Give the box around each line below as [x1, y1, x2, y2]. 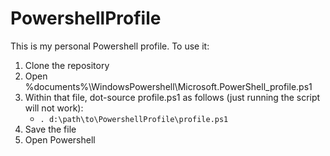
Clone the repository [24, 59, 110, 71]
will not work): [24, 102, 84, 114]
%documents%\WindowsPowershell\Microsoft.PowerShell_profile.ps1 [24, 80, 313, 92]
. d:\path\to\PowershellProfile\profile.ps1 [39, 114, 229, 124]
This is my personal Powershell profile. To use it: [10, 40, 210, 52]
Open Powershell [24, 133, 96, 146]
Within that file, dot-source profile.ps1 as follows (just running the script [24, 91, 321, 103]
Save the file [24, 123, 77, 135]
